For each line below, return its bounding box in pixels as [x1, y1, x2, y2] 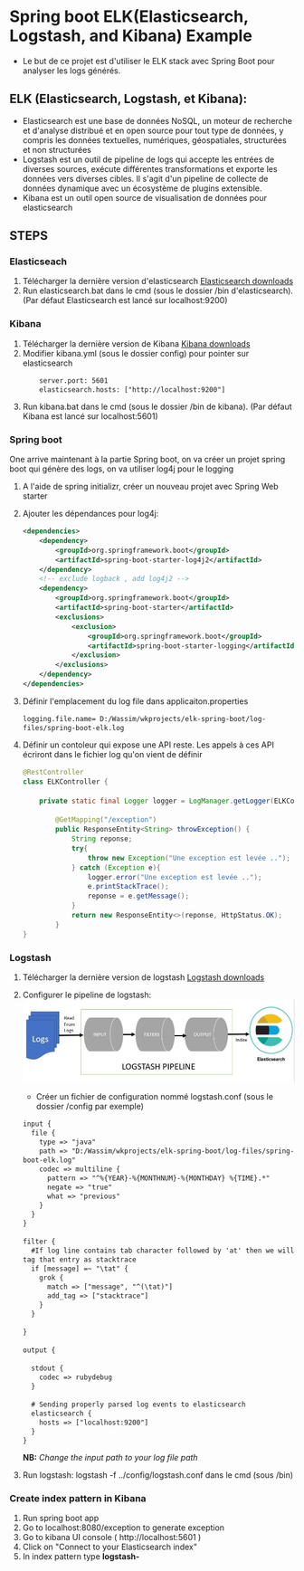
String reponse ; [71, 834, 133, 843]
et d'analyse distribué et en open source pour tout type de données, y [22, 125, 284, 136]
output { [22, 1346, 56, 1355]
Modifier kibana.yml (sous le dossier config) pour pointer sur [22, 348, 250, 358]
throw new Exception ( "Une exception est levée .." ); [87, 853, 291, 862]
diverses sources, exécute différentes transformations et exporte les [22, 163, 278, 174]
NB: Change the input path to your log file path [22, 1452, 198, 1462]
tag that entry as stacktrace [22, 1255, 138, 1264]
